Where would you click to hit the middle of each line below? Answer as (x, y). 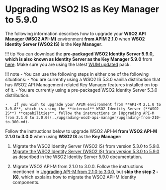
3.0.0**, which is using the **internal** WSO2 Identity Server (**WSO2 (82, 109)
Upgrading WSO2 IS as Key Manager (82, 9)
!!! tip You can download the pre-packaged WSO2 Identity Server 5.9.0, (80, 54)
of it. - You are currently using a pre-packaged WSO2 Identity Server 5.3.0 (81, 90)
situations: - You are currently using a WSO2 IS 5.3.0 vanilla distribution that (83, 79)
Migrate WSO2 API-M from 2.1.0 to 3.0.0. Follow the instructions (78, 166)
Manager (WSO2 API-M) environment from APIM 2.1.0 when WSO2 (75, 39)
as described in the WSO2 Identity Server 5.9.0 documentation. (77, 157)
